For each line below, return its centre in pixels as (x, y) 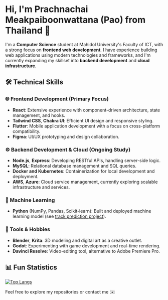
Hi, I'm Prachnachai (47, 9)
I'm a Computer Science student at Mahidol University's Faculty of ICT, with (84, 44)
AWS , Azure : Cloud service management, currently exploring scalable (85, 182)
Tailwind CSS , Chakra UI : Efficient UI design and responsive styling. (83, 120)
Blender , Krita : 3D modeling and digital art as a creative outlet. (77, 240)
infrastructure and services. (41, 187)
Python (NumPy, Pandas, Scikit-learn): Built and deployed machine (82, 211)
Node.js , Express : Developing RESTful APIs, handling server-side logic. (87, 160)
